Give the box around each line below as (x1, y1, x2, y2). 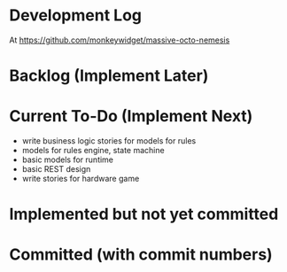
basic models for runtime (21, 154, 113, 165)
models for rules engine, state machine (21, 145, 166, 156)
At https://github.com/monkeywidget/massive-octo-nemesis (9, 35, 230, 45)
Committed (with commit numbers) (9, 245, 273, 265)
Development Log (9, 5, 143, 26)
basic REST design (21, 164, 91, 175)
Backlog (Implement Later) (9, 66, 209, 86)
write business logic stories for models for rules (21, 136, 197, 146)
